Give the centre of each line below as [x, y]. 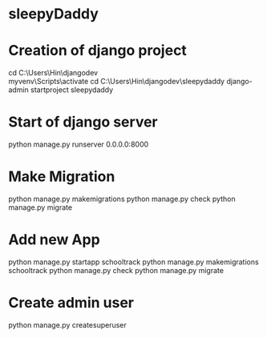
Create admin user [71, 303]
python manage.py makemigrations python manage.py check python [122, 199]
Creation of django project [97, 51]
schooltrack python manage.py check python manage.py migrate [116, 270]
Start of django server [83, 122]
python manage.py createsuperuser [67, 324]
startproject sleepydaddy [72, 90]
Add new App [54, 240]
